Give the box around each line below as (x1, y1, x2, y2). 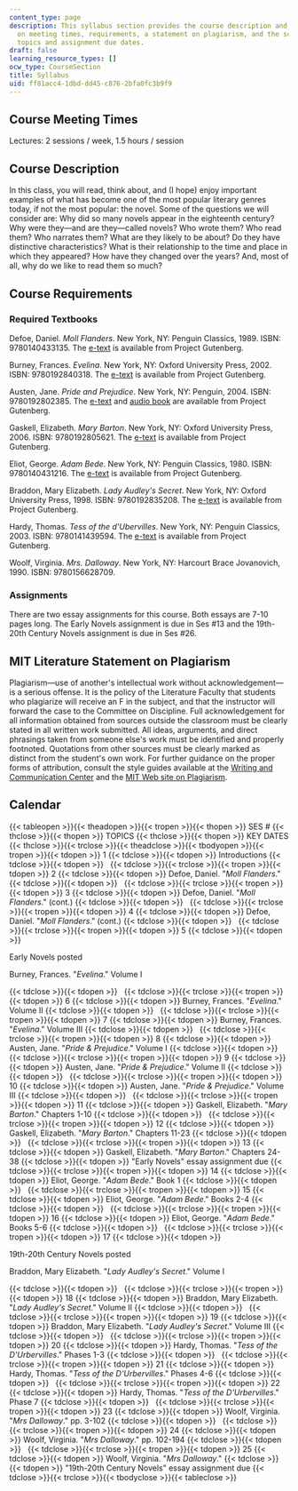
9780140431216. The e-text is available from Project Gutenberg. (9, 467, 242, 478)
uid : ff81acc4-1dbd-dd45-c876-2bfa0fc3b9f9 (9, 79, 173, 88)
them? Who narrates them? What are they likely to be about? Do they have (9, 232, 281, 243)
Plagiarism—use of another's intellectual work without (9, 677, 207, 689)
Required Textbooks (9, 313, 98, 325)
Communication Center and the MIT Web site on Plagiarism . (9, 772, 228, 783)
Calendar (9, 797, 61, 813)
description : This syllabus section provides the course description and (9, 21, 288, 30)
